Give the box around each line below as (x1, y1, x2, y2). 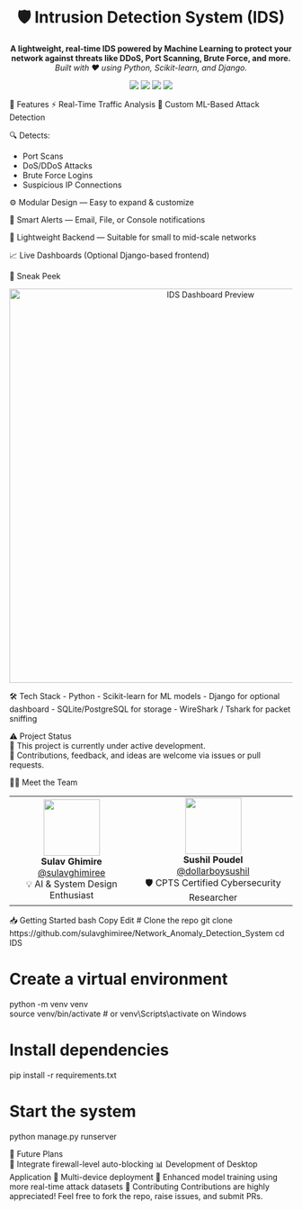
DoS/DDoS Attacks (22, 159, 93, 171)
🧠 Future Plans (9, 1148, 64, 1159)
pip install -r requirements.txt (9, 1069, 117, 1080)
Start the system (9, 1101, 137, 1122)
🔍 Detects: (9, 130, 51, 141)
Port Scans (22, 150, 64, 161)
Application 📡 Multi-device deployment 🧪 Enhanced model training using (9, 1171, 279, 1182)
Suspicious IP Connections (22, 179, 122, 190)
